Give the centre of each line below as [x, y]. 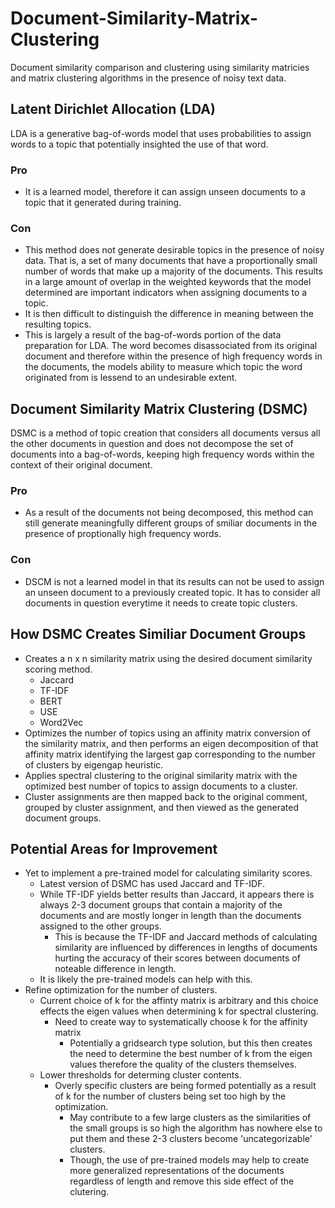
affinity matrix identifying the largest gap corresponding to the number [170, 754]
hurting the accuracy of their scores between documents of [177, 958]
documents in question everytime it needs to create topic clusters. [161, 603]
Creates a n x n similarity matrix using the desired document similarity [168, 658]
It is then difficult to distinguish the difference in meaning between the [169, 314]
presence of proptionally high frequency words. [123, 534]
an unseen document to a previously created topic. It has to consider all [172, 592]
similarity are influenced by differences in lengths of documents [186, 948]
